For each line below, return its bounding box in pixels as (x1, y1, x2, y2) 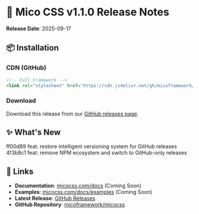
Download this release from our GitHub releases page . (6, 110, 139, 117)
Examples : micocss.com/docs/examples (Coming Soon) (14, 189, 153, 196)
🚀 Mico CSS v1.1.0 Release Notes (6, 5, 170, 19)
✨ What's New (6, 127, 61, 138)
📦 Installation (6, 43, 59, 53)
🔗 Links (6, 166, 34, 177)
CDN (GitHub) (6, 63, 47, 72)
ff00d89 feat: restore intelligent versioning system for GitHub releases (6, 143, 178, 150)
